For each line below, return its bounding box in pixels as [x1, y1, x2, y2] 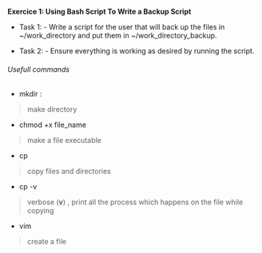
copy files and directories [26, 167, 111, 176]
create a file [26, 237, 67, 247]
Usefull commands [7, 64, 69, 74]
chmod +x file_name [18, 120, 87, 130]
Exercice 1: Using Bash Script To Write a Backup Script [7, 7, 192, 16]
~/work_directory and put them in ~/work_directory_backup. [18, 31, 217, 40]
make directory [26, 105, 77, 114]
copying [26, 206, 54, 215]
